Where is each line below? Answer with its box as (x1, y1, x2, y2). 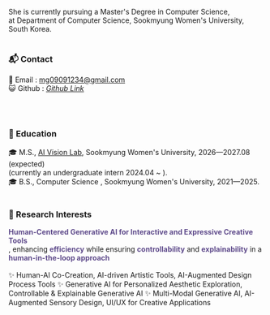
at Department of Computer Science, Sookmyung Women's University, (8, 15, 245, 25)
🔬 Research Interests (8, 209, 92, 220)
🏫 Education (8, 128, 57, 140)
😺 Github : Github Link (8, 84, 84, 93)
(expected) (8, 158, 45, 169)
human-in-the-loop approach (8, 252, 110, 262)
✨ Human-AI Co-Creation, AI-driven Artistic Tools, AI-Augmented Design (8, 270, 252, 279)
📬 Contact (8, 53, 54, 64)
